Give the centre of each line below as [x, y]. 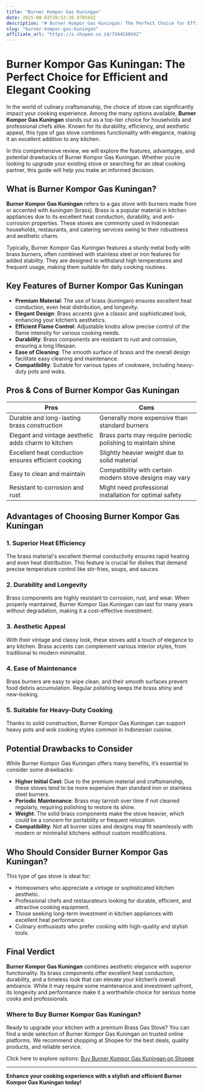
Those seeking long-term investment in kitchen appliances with [94, 913]
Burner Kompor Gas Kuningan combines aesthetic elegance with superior [99, 966]
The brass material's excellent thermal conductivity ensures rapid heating [98, 556]
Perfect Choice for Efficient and [87, 77]
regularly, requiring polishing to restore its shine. [75, 807]
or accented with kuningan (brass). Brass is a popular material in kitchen [96, 210]
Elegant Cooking [49, 90]
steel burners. [32, 795]
